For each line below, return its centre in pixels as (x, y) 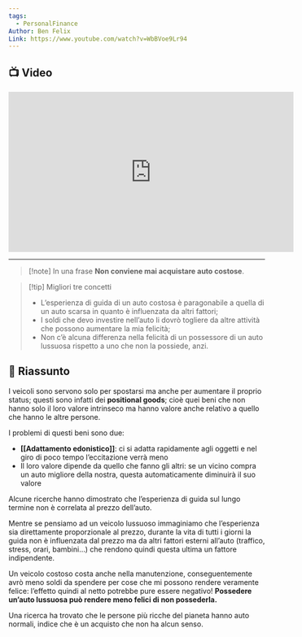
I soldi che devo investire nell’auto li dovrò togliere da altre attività (150, 320)
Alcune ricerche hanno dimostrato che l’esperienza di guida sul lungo (125, 499)
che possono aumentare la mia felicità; (105, 329)
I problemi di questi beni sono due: (66, 433)
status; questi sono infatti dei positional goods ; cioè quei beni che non (127, 399)
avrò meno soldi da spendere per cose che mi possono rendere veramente (133, 582)
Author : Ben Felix (39, 31)
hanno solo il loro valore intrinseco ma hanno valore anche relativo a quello (134, 408)
